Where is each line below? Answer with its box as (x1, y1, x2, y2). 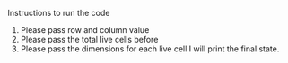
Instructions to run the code (7, 8, 110, 18)
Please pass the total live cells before (20, 35, 159, 44)
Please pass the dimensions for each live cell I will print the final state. (20, 43, 280, 54)
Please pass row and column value (20, 25, 150, 35)
